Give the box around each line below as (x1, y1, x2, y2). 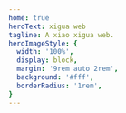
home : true (8, 13, 50, 23)
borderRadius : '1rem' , (16, 81, 102, 90)
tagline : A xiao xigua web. (8, 30, 115, 39)
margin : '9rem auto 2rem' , (16, 65, 119, 74)
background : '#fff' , (16, 73, 94, 82)
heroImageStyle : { (8, 38, 78, 48)
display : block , (16, 56, 78, 65)
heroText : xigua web (8, 22, 87, 31)
